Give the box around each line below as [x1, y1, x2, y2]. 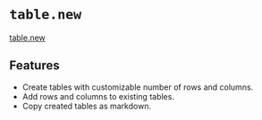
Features [9, 58, 60, 73]
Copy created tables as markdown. [21, 100, 152, 111]
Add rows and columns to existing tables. [21, 91, 174, 101]
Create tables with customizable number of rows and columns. [21, 82, 254, 92]
